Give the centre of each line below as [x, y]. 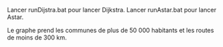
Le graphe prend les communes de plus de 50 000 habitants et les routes [110, 30]
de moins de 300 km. [37, 37]
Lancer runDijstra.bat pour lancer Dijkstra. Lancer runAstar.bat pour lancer [112, 10]
